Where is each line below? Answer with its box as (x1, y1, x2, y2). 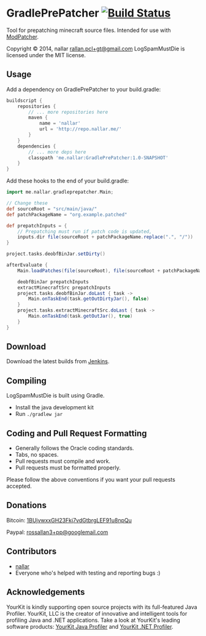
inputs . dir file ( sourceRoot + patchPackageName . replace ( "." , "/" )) (17, 234, 193, 240)
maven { (28, 114, 48, 121)
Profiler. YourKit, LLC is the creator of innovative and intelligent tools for (6, 610, 188, 617)
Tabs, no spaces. (15, 451, 59, 458)
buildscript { (6, 97, 43, 104)
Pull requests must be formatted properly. (15, 464, 121, 471)
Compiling (6, 375, 47, 386)
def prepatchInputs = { (6, 222, 67, 229)
